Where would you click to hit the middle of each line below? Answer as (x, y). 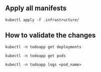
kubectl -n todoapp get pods (35, 56)
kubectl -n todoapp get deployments (43, 47)
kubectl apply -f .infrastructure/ (42, 20)
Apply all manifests (36, 8)
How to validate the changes (50, 35)
